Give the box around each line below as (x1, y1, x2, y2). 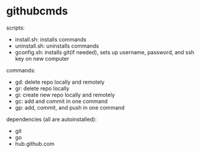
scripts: (6, 24, 25, 31)
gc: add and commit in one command (14, 98, 108, 105)
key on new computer (14, 55, 69, 62)
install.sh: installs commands (14, 36, 87, 43)
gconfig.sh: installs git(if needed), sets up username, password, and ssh (14, 48, 195, 55)
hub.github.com (14, 140, 55, 147)
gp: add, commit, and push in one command (14, 104, 125, 111)
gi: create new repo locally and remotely (14, 91, 116, 98)
